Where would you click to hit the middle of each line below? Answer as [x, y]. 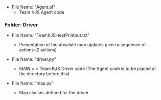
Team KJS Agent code [42, 12]
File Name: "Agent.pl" [33, 7]
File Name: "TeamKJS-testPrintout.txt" [51, 35]
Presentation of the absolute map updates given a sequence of [82, 45]
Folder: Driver [21, 25]
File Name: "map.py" [33, 83]
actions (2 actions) [38, 50]
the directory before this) [44, 74]
